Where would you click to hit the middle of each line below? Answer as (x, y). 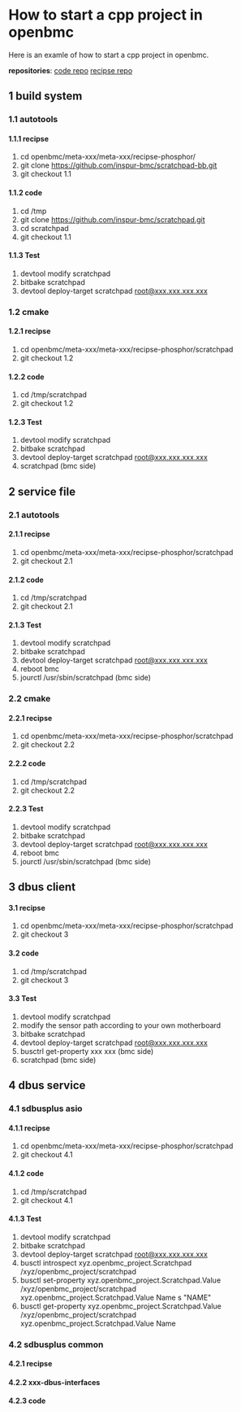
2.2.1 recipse (30, 718)
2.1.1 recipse (29, 534)
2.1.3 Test (25, 625)
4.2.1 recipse (30, 1364)
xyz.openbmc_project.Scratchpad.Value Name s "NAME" (116, 1297)
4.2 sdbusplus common (56, 1344)
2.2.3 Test (26, 809)
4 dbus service (47, 1085)
